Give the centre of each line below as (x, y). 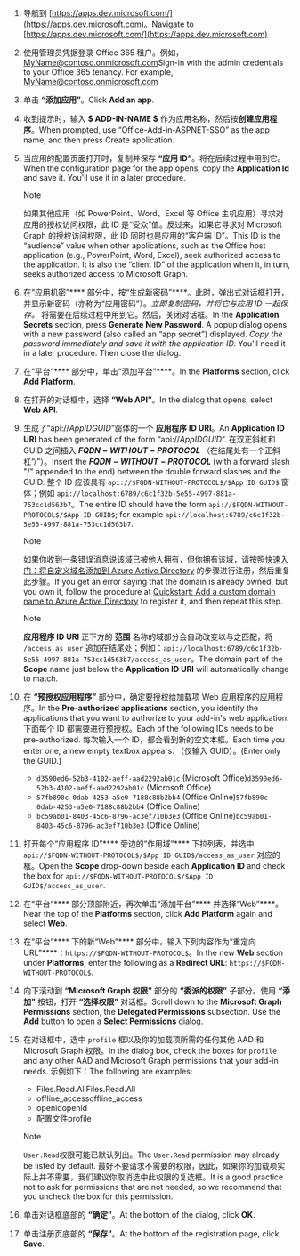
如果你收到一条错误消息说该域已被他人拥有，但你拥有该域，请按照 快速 (152, 559)
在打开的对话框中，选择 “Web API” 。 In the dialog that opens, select (148, 400)
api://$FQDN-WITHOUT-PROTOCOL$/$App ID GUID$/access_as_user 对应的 (151, 855)
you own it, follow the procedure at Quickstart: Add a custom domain (149, 592)
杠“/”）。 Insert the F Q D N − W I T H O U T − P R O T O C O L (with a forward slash (156, 462)
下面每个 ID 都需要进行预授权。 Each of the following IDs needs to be (148, 729)
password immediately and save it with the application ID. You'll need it (154, 344)
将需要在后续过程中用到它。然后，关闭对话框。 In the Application (160, 315)
